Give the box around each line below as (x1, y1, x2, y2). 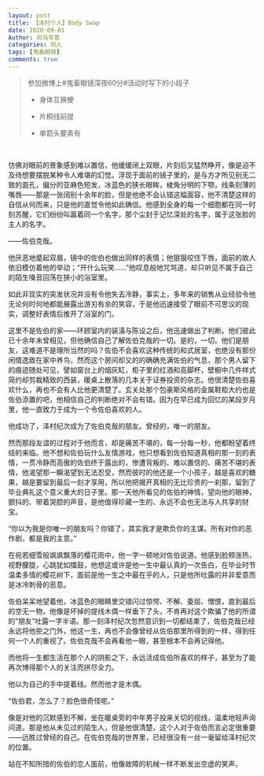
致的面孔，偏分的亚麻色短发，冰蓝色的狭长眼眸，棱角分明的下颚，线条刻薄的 (8, 180, 256, 189)
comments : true (8, 56, 58, 64)
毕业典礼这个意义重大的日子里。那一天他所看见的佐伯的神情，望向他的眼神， (8, 487, 256, 496)
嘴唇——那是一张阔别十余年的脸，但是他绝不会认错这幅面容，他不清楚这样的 (8, 190, 256, 199)
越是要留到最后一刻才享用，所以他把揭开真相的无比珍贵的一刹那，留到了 (21, 477, 256, 487)
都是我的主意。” (28, 533, 77, 543)
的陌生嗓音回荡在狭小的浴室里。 (8, 273, 112, 282)
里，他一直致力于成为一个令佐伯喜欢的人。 (8, 404, 146, 414)
